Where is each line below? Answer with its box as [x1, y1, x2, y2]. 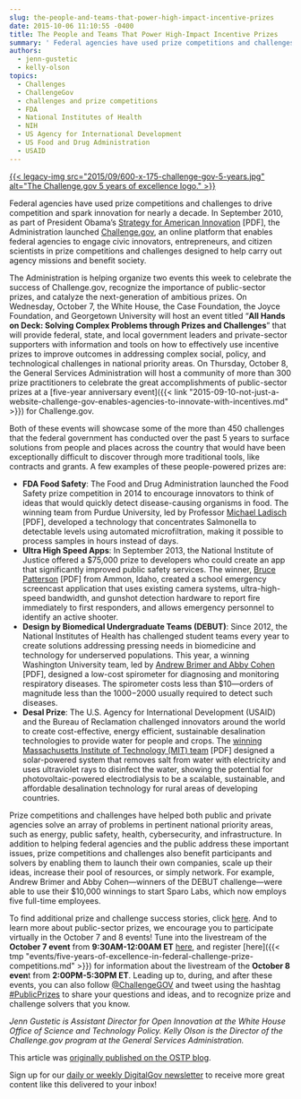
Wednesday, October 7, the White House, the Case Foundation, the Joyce [9, 301, 280, 312]
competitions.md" [9, 960, 75, 971]
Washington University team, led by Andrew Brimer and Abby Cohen [21, 659, 276, 670]
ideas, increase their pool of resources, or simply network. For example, [9, 866, 275, 878]
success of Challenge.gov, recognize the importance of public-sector [9, 281, 266, 292]
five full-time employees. [9, 895, 101, 906]
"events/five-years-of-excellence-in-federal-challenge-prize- [25, 950, 254, 961]
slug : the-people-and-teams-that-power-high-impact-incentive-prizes [9, 13, 275, 22]
